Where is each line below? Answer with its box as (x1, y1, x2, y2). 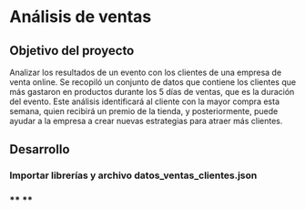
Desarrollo (9, 142, 70, 157)
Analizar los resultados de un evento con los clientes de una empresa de (9, 67, 282, 78)
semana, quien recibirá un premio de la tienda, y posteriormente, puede (9, 106, 279, 116)
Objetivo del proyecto (9, 43, 135, 58)
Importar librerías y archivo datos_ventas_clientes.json (9, 169, 258, 182)
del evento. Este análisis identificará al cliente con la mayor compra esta (9, 96, 280, 107)
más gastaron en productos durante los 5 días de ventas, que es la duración (9, 87, 295, 97)
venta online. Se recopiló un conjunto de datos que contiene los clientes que (9, 77, 297, 88)
